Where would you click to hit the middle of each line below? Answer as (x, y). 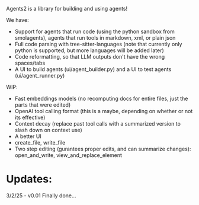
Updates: (29, 179)
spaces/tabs (30, 63)
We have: (17, 20)
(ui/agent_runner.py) (40, 76)
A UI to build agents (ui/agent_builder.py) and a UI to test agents (93, 69)
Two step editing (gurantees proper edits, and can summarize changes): (103, 149)
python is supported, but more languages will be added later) (89, 50)
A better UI (28, 136)
